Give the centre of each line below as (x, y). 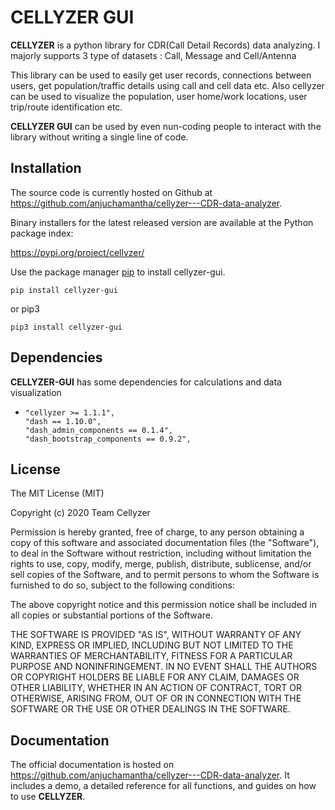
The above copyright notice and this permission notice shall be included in (163, 605)
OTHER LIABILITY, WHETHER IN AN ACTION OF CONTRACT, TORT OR (156, 688)
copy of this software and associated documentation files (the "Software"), (165, 543)
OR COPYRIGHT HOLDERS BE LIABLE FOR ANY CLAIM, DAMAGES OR (155, 677)
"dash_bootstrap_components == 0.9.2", (108, 439)
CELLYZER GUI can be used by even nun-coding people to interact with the (166, 126)
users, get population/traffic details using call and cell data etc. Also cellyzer (167, 85)
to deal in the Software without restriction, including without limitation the (161, 553)
